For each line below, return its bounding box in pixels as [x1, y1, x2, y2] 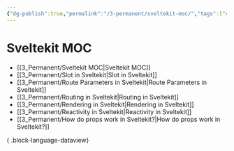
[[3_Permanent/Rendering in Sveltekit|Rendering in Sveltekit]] [16, 100, 194, 109]
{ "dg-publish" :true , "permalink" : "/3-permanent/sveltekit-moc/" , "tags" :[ [6, 10, 223, 17]
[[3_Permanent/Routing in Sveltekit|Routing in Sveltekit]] [16, 93, 180, 101]
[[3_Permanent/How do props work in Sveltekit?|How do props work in [16, 115, 221, 123]
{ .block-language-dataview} [6, 136, 89, 144]
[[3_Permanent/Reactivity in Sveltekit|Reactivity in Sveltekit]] [16, 107, 192, 116]
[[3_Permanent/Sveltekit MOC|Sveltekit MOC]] [16, 63, 151, 72]
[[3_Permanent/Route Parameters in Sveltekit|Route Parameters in [16, 78, 207, 86]
